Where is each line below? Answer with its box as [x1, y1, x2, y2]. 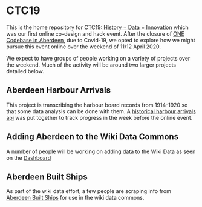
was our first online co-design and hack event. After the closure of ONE [6, 30, 185, 37]
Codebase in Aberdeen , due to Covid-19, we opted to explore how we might [6, 36, 195, 44]
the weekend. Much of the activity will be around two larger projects [6, 61, 177, 68]
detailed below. [6, 67, 44, 74]
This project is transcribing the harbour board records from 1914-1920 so [6, 101, 188, 108]
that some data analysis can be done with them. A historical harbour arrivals [6, 107, 197, 115]
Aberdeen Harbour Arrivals [6, 85, 111, 96]
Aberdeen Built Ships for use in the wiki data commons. [6, 194, 145, 202]
